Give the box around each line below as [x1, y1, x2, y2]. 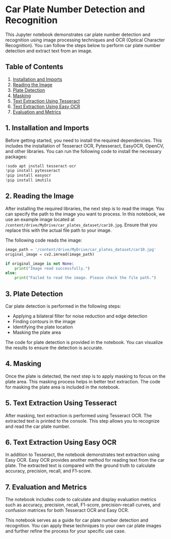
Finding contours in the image [12, 318, 76, 325]
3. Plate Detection [5, 289, 63, 298]
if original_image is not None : [5, 261, 74, 266]
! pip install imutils [5, 178, 52, 183]
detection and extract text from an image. [5, 48, 93, 54]
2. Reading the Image [5, 192, 74, 201]
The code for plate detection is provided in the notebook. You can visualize [5, 339, 163, 345]
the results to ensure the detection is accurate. [5, 344, 104, 351]
